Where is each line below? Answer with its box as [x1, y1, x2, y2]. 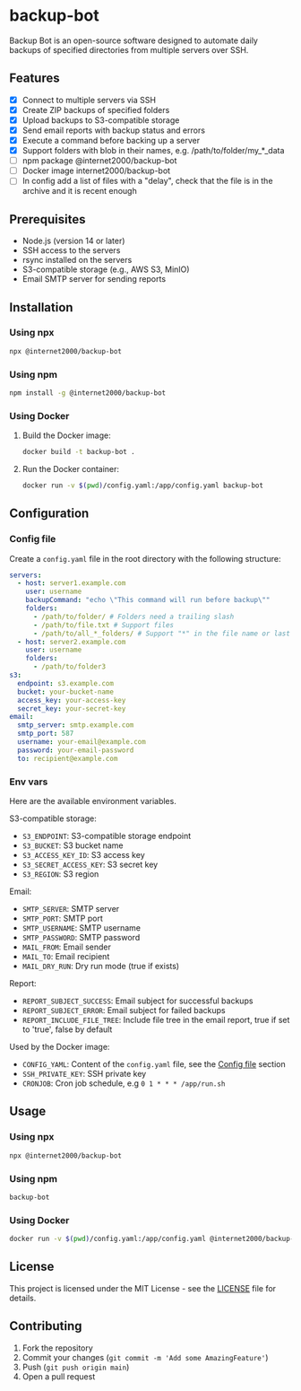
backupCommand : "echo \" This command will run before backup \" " [25, 596, 271, 605]
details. [9, 1292, 37, 1303]
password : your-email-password [17, 746, 134, 755]
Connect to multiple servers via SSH [21, 94, 157, 105]
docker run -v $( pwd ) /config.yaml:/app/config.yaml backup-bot [21, 481, 264, 490]
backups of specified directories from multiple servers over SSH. [9, 44, 249, 55]
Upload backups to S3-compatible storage [21, 114, 180, 126]
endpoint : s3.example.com [17, 678, 115, 687]
